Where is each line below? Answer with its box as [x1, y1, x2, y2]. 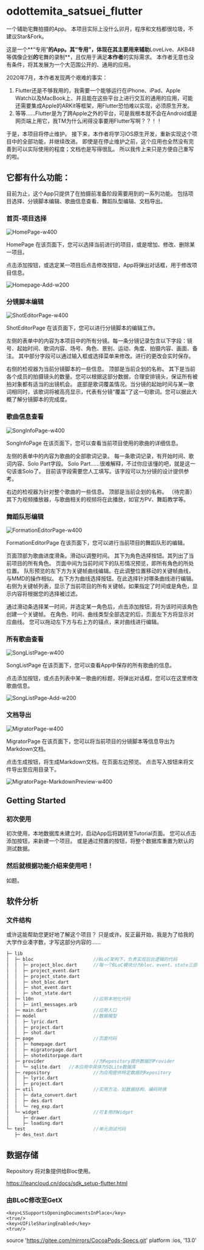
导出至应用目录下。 [11, 766, 59, 773]
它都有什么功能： [6, 172, 70, 183]
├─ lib [6, 951, 23, 957]
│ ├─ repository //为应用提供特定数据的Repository [6, 1069, 171, 1075]
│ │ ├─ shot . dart [6, 1030, 56, 1036]
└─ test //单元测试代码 [6, 1126, 126, 1133]
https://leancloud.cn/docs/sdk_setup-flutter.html [6, 1179, 128, 1187]
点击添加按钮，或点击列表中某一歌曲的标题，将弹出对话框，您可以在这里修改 [6, 674, 198, 682]
